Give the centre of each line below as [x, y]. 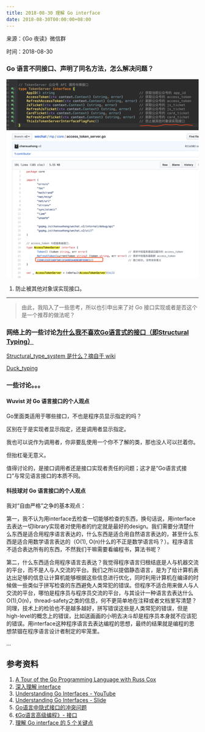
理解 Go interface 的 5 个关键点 [54, 722]
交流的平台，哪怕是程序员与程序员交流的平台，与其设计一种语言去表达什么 [100, 593]
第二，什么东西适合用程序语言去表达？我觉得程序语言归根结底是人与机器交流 [103, 562]
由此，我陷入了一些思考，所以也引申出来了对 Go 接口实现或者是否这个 [109, 308]
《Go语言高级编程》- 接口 [46, 715]
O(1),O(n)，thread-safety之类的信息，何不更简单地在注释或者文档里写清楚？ [102, 600]
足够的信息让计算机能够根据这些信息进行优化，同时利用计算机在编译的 [105, 577]
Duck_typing [22, 368]
